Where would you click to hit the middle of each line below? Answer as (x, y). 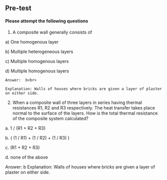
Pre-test (18, 8)
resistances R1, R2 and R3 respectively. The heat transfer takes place (83, 107)
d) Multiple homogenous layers (37, 71)
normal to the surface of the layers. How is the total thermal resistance (85, 113)
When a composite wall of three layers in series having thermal (77, 102)
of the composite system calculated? (50, 118)
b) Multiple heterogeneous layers (39, 51)
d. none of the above (27, 157)
